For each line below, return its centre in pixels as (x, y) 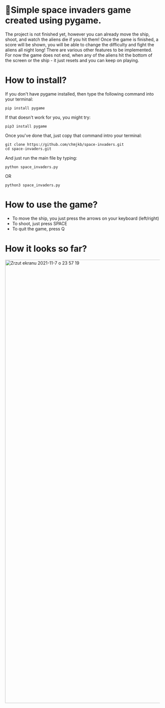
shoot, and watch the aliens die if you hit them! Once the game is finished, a (82, 39)
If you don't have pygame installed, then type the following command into (79, 94)
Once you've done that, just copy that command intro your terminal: (74, 135)
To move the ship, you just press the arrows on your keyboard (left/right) (86, 218)
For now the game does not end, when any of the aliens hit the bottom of (79, 55)
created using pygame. (53, 20)
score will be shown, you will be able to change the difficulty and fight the (80, 44)
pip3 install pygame (26, 126)
